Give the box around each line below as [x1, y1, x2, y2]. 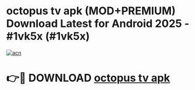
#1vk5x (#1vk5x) [6, 30, 90, 43]
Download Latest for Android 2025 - [6, 17, 190, 30]
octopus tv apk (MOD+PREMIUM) [6, 4, 176, 18]
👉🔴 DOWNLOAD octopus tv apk [6, 72, 170, 85]
